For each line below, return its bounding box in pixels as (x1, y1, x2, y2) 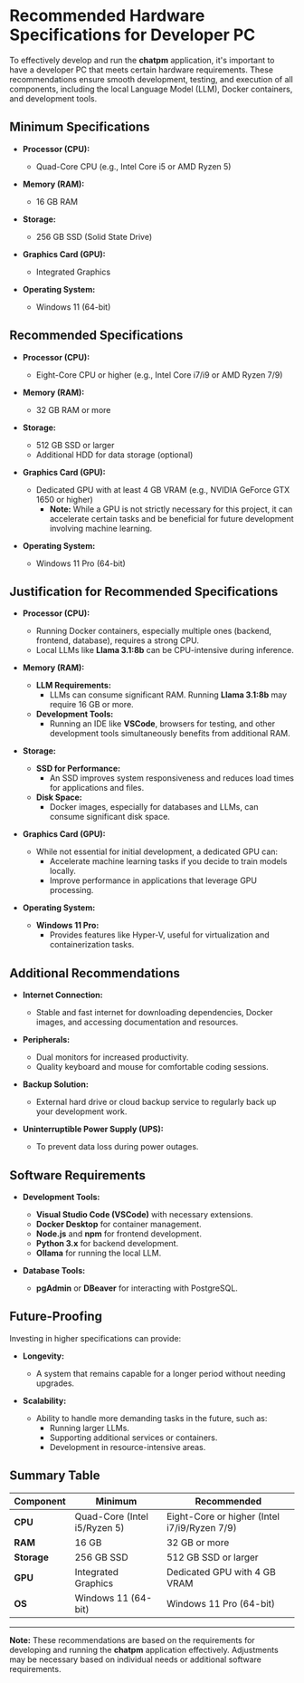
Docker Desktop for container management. (35, 1219, 202, 1229)
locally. (49, 866, 77, 877)
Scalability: (22, 1395, 67, 1406)
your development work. (35, 1106, 128, 1117)
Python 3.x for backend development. (35, 1238, 179, 1248)
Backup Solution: (22, 1079, 89, 1090)
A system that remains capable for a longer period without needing (35, 1368, 286, 1379)
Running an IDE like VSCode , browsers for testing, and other (49, 718, 276, 729)
